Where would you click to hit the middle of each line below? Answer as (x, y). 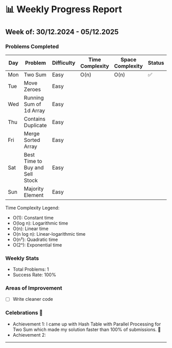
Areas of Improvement (34, 288)
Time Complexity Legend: (33, 208)
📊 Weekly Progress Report (64, 9)
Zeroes (32, 89)
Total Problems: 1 (31, 270)
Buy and (34, 168)
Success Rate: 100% (34, 275)
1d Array (34, 110)
